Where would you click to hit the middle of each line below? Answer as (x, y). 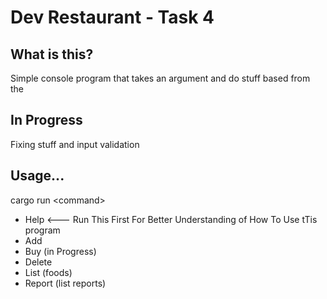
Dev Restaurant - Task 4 (112, 17)
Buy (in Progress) (60, 251)
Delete (38, 262)
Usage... (37, 176)
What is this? (52, 54)
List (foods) (48, 272)
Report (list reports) (65, 283)
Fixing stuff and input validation (75, 144)
